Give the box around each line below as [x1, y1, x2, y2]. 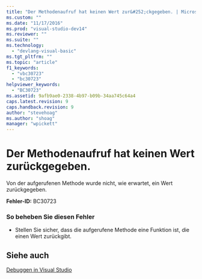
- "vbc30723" [11, 71, 44, 77]
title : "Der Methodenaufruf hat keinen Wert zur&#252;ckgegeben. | [6, 8, 179, 15]
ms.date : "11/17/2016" [6, 20, 63, 26]
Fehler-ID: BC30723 [6, 198, 57, 205]
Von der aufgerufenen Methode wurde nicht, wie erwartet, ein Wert [6, 180, 173, 187]
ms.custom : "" [6, 14, 42, 20]
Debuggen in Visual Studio [6, 266, 72, 274]
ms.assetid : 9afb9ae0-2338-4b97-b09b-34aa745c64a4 [6, 93, 136, 99]
